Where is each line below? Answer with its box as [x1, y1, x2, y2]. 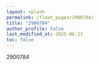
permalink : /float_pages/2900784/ [6, 14, 95, 20]
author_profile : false [6, 25, 64, 32]
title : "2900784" [6, 20, 51, 26]
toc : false [6, 37, 34, 43]
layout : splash [6, 8, 45, 15]
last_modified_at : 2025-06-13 [6, 31, 84, 37]
